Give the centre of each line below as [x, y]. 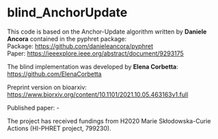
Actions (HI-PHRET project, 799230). [59, 128]
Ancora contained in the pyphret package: [67, 38]
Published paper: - [33, 108]
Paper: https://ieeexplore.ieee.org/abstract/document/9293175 [96, 53]
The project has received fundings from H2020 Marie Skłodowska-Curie [109, 121]
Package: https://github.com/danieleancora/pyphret [80, 46]
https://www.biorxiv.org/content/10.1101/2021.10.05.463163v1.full [98, 94]
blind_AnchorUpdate [67, 13]
